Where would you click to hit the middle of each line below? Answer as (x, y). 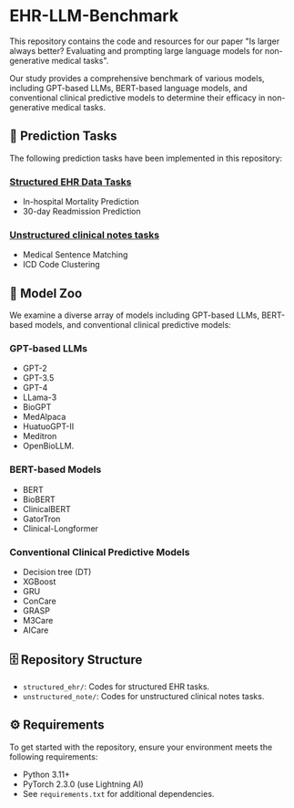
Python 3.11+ (46, 774)
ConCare (39, 601)
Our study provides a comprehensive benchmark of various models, (137, 78)
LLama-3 (40, 397)
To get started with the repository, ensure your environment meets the (141, 747)
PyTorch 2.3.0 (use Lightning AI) (83, 784)
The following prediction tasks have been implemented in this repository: (146, 158)
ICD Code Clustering (61, 265)
